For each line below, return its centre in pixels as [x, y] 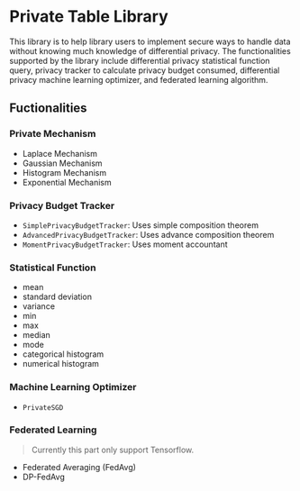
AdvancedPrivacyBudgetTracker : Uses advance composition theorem [148, 234]
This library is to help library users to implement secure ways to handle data [150, 41]
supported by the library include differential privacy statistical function [140, 60]
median [36, 335]
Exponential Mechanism [67, 182]
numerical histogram [60, 364]
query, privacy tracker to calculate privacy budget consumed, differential [145, 70]
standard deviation [57, 297]
